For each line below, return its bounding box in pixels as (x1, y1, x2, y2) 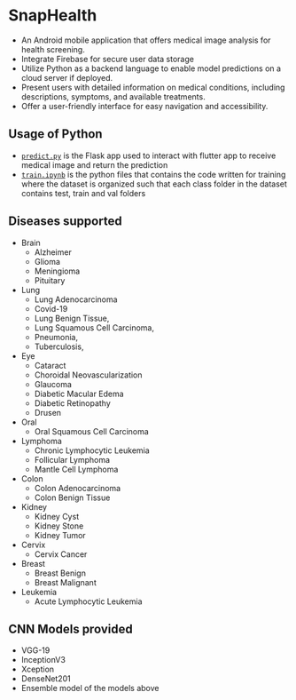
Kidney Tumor (34, 529, 86, 540)
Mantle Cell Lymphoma (34, 464, 119, 474)
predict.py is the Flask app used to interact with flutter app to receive (20, 150, 277, 161)
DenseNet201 (20, 673, 72, 684)
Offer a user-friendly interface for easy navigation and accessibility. (20, 100, 269, 111)
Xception (20, 664, 55, 675)
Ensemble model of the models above (20, 683, 160, 694)
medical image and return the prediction (20, 159, 168, 170)
